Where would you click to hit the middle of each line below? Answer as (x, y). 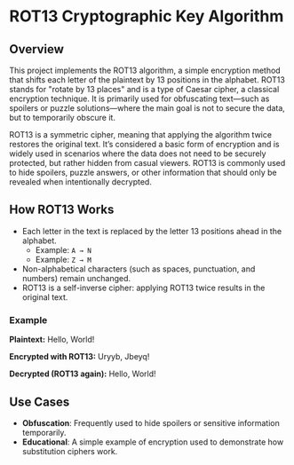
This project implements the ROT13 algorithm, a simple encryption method (145, 70)
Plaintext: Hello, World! (52, 340)
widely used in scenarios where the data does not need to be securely (138, 154)
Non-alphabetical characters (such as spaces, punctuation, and (139, 269)
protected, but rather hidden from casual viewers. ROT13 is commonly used (147, 163)
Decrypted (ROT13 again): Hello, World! (83, 374)
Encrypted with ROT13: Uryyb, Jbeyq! (79, 357)
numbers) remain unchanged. (76, 278)
